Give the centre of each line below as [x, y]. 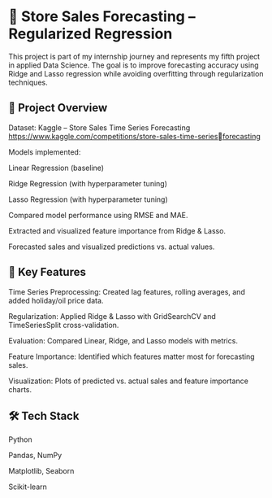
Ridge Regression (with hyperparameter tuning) [88, 183]
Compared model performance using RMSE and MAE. [98, 215]
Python [20, 439]
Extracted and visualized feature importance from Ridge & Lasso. [117, 230]
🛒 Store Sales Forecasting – [102, 17]
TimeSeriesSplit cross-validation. [64, 325]
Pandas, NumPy [35, 456]
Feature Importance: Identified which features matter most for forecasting [132, 356]
